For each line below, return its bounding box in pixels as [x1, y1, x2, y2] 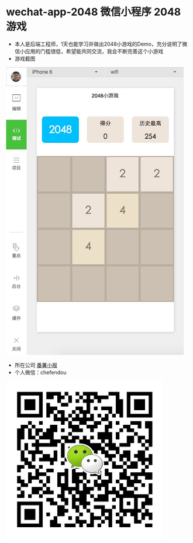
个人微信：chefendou [14, 369, 67, 376]
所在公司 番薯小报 [14, 361, 57, 369]
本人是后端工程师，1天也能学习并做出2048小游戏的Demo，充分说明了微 [14, 40, 188, 47]
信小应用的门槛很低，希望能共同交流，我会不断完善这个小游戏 [14, 47, 164, 54]
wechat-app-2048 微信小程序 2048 [6, 5, 181, 19]
